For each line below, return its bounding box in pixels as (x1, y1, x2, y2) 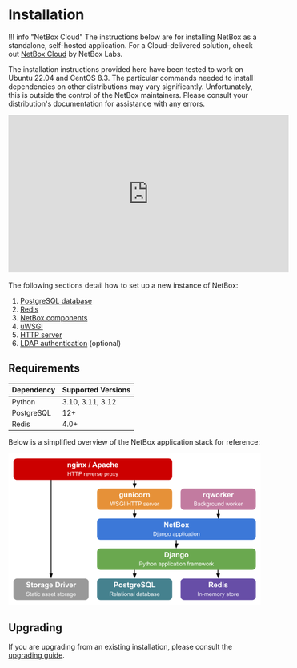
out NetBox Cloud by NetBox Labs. (8, 49, 123, 58)
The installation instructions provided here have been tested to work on (8, 64, 244, 74)
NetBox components (19, 312, 88, 322)
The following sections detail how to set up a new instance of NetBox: (8, 280, 239, 290)
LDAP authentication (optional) (19, 338, 122, 348)
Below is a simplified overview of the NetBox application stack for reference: (8, 437, 260, 446)
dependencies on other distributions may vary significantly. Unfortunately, (8, 82, 253, 91)
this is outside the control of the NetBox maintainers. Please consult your (8, 90, 249, 99)
